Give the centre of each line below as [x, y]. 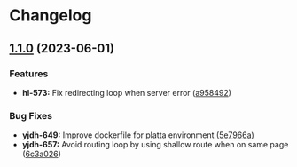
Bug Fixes [31, 115]
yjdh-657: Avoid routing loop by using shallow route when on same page [155, 145]
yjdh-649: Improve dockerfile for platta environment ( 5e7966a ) [138, 135]
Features [29, 74]
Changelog [51, 16]
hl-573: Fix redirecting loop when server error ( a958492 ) [127, 92]
